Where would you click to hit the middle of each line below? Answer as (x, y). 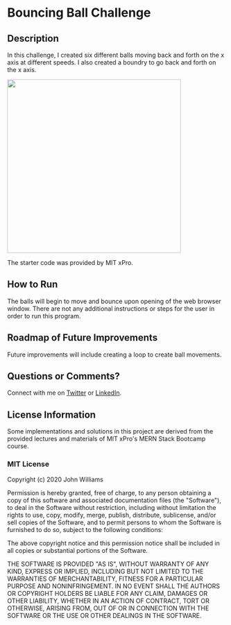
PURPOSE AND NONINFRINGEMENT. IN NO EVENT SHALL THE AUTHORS (114, 586)
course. (18, 446)
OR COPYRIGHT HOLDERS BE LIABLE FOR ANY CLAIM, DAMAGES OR (108, 593)
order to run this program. (44, 316)
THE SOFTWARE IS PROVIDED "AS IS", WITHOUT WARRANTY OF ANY (108, 564)
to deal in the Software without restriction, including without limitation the (112, 507)
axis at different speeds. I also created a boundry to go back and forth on (112, 62)
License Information (51, 414)
